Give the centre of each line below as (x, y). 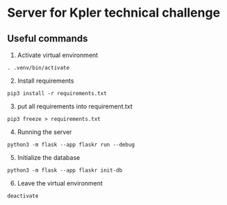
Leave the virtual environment (60, 183)
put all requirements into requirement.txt (75, 106)
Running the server (44, 132)
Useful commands (48, 39)
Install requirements (45, 81)
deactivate (23, 196)
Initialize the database (49, 157)
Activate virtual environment (58, 55)
